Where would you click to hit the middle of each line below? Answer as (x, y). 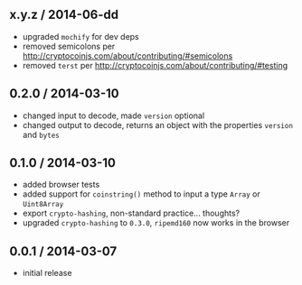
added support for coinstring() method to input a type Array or (141, 194)
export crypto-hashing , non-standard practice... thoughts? (131, 213)
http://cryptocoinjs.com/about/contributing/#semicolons (127, 55)
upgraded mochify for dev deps (81, 36)
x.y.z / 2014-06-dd (64, 15)
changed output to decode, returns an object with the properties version (158, 124)
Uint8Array (43, 205)
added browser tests (61, 185)
